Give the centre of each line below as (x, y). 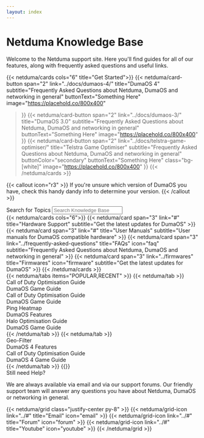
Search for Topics (29, 210)
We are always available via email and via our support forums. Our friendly (100, 384)
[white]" (31, 166)
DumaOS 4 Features (32, 347)
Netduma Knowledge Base (75, 42)
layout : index (24, 12)
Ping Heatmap (24, 308)
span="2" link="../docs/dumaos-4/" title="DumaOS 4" (92, 83)
